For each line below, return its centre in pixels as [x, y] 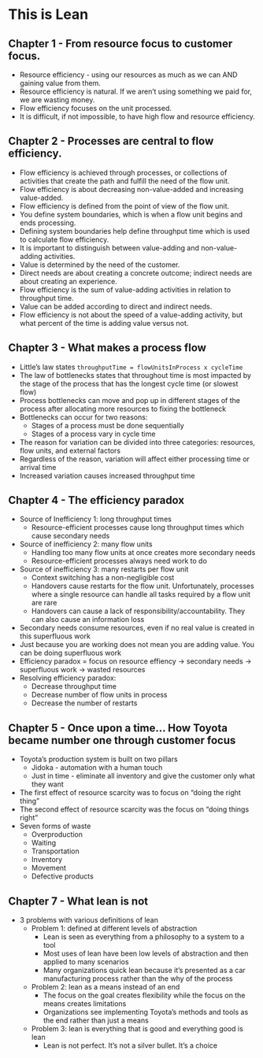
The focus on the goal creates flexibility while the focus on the [144, 995]
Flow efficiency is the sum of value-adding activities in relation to [125, 290]
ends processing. [48, 223]
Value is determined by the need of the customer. [100, 264]
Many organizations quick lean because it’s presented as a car [144, 971]
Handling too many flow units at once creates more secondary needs [143, 553]
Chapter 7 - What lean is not [78, 901]
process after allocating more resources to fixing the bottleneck [123, 409]
